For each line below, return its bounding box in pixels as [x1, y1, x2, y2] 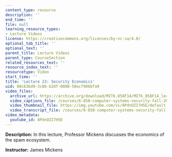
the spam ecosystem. [5, 136, 51, 143]
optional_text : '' [5, 46, 45, 51]
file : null [5, 22, 29, 27]
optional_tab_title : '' [5, 41, 56, 46]
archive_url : [10, 93, 38, 99]
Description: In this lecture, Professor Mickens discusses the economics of [5, 131, 165, 138]
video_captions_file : [10, 98, 56, 103]
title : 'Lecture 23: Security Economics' [5, 79, 95, 84]
